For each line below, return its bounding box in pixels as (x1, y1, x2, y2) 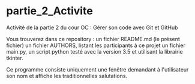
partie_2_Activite (6, 4, 93, 18)
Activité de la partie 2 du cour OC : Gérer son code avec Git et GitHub (6, 24, 178, 31)
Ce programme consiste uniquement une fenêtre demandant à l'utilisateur (6, 66, 189, 73)
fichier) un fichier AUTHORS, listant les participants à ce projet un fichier (6, 42, 186, 49)
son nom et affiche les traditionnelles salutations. (6, 72, 128, 79)
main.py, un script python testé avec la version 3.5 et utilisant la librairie (6, 48, 183, 55)
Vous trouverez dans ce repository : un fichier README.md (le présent (6, 35, 180, 42)
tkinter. (6, 54, 23, 61)
